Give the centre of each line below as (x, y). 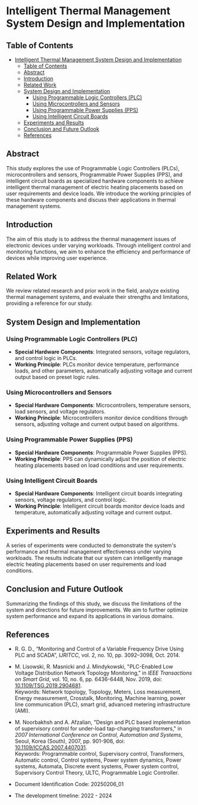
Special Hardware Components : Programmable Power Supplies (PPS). (101, 453)
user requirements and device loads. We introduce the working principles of (99, 193)
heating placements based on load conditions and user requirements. (99, 465)
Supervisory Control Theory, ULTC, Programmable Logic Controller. (97, 773)
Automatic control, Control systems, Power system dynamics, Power (98, 760)
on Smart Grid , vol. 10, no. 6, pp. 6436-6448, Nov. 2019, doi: (88, 679)
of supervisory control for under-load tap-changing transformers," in (98, 728)
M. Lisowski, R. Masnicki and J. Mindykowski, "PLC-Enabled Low (94, 667)
